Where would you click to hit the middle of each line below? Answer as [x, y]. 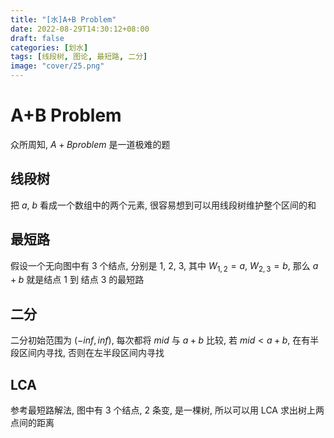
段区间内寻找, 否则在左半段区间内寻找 [87, 353]
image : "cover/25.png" [57, 66]
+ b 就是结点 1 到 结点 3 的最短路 [77, 280]
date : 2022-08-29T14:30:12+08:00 [80, 29]
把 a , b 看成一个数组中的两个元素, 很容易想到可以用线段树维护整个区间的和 [163, 205]
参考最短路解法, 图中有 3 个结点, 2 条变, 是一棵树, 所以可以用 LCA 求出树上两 [167, 410]
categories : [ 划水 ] [49, 47]
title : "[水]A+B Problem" [63, 19]
